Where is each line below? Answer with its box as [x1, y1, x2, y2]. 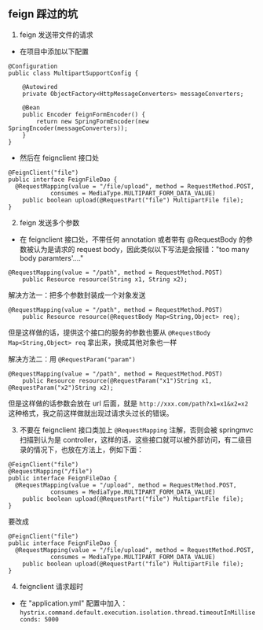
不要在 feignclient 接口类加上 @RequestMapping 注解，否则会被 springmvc [19, 424, 254, 435]
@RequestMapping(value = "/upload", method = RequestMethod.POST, [15, 481, 237, 489]
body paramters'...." [19, 253, 84, 262]
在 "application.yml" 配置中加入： [19, 598, 128, 608]
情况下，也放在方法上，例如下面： [33, 444, 144, 454]
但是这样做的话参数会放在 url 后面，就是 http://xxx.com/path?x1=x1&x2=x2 [8, 398, 249, 408]
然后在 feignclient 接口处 [19, 153, 100, 162]
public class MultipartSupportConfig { [8, 69, 139, 77]
